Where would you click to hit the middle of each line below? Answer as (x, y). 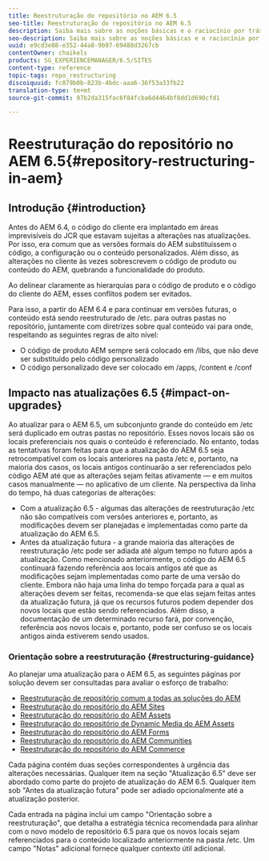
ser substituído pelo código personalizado (89, 359)
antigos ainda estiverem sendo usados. (84, 636)
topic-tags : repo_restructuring (62, 75)
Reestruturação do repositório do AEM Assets (95, 715)
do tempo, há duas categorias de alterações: (82, 493)
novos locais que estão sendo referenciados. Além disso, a (117, 611)
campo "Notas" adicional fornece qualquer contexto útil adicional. (117, 849)
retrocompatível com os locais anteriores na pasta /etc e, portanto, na (123, 459)
